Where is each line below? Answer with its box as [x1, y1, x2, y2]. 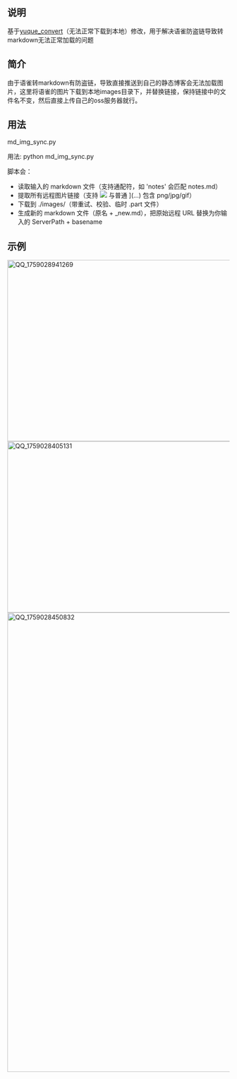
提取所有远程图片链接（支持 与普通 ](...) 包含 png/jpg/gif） [17, 191, 196, 200]
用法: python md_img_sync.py [7, 153, 94, 161]
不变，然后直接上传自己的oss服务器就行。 [19, 96, 142, 105]
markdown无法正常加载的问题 [7, 35, 94, 44]
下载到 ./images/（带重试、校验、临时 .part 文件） [17, 200, 164, 208]
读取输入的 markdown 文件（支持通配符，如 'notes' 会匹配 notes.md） [17, 182, 222, 191]
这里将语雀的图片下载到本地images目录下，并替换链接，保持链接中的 [19, 87, 220, 95]
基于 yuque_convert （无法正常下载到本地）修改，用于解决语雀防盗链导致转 [7, 27, 224, 35]
